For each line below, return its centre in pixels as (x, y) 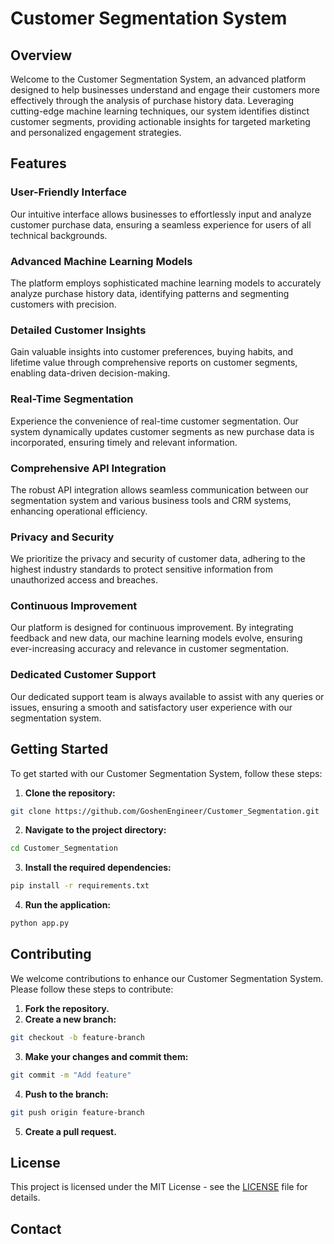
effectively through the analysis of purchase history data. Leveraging (152, 100)
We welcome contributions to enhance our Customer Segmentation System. (167, 978)
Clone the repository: (70, 793)
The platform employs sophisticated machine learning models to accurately (166, 283)
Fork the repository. (67, 1008)
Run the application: (68, 905)
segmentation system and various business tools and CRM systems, (151, 500)
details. (25, 1198)
